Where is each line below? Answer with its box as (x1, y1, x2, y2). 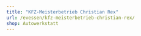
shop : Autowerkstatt (6, 20, 59, 26)
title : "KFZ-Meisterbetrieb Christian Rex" (6, 9, 119, 15)
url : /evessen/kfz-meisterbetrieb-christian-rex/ (6, 15, 136, 21)
